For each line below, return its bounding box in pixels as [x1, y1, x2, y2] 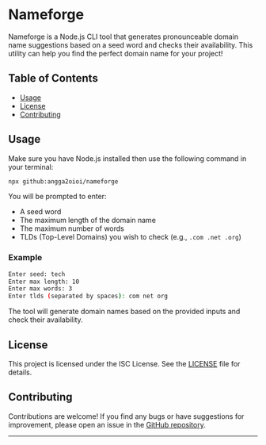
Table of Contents [8, 71, 99, 85]
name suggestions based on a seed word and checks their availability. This [8, 40, 253, 49]
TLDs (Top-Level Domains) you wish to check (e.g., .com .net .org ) [19, 232, 241, 242]
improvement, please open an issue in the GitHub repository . [8, 420, 206, 429]
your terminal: [8, 162, 54, 171]
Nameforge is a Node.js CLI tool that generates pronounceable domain [8, 32, 239, 41]
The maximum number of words [19, 224, 124, 233]
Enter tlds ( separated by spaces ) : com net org [8, 292, 169, 301]
